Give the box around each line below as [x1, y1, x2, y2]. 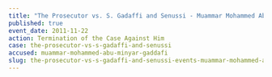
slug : [8, 57, 27, 65]
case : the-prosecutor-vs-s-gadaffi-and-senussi [8, 42, 172, 50]
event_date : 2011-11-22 [8, 26, 89, 34]
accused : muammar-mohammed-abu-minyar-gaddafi [8, 49, 168, 57]
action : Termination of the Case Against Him [8, 34, 164, 43]
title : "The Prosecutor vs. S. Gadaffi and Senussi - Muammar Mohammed [8, 11, 255, 20]
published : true [8, 19, 63, 27]
